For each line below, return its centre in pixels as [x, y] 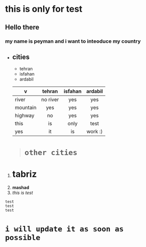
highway [24, 115]
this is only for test [44, 9]
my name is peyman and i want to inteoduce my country [73, 41]
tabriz [24, 174]
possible [23, 237]
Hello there [22, 27]
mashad [21, 188]
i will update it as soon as [64, 229]
